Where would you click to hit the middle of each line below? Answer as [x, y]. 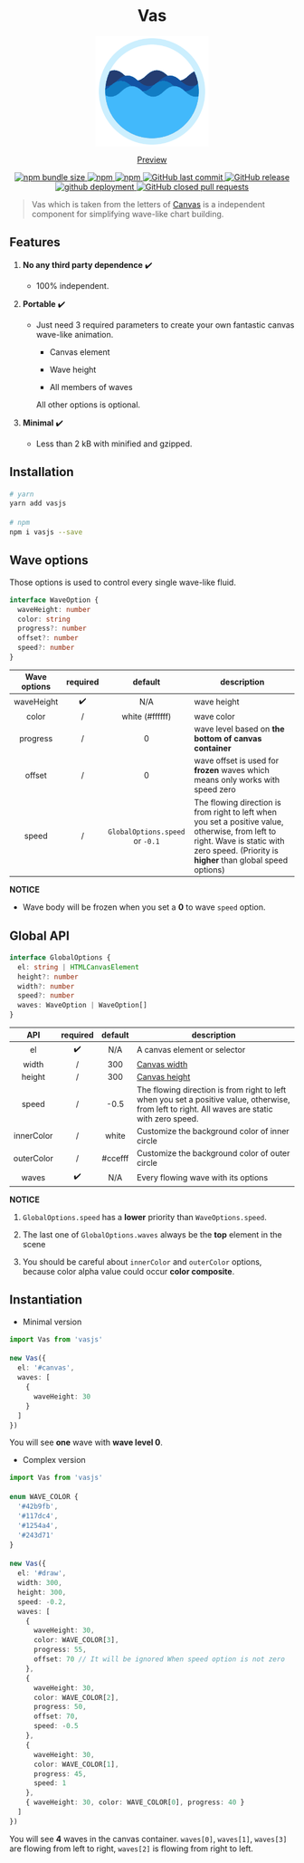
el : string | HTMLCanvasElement [79, 967]
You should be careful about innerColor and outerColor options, [142, 1261]
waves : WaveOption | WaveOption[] [82, 1006]
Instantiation [46, 1300]
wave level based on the [239, 729]
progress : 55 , [60, 1650]
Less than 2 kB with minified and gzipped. [114, 444]
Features [35, 242]
